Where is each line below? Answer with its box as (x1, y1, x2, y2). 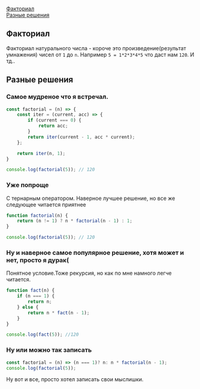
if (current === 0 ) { (28, 117, 82, 123)
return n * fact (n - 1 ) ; (28, 309, 90, 316)
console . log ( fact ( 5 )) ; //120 (6, 332, 79, 338)
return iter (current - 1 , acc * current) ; (28, 134, 135, 140)
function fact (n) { (6, 287, 55, 294)
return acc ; (38, 123, 68, 129)
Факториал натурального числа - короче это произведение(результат (6, 44, 187, 51)
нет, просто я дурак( (6, 256, 69, 264)
